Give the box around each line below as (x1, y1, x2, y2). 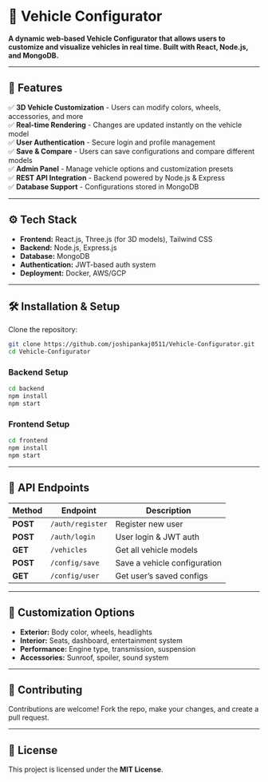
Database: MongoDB (19, 251, 90, 260)
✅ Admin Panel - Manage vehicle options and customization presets (8, 164, 234, 173)
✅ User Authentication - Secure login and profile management (8, 137, 215, 147)
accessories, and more (8, 111, 84, 121)
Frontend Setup (8, 419, 70, 430)
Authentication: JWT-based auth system (19, 260, 156, 269)
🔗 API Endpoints (8, 481, 90, 494)
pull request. (8, 713, 49, 722)
